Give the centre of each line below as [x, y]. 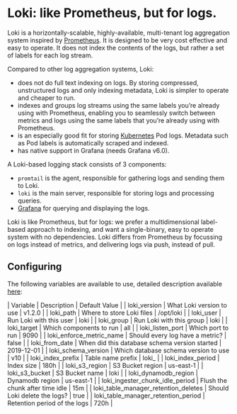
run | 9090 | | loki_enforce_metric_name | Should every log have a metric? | [117, 335]
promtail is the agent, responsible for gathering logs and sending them [121, 178]
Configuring [35, 267]
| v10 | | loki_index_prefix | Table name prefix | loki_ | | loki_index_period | [114, 358]
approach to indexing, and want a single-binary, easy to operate [120, 229]
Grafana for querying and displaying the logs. [83, 208]
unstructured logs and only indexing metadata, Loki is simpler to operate [123, 90]
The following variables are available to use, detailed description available [115, 284]
